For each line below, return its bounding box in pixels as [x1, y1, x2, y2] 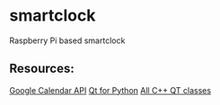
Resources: [9, 61, 75, 76]
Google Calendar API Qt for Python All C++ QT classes [9, 84, 212, 95]
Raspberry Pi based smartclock [9, 35, 126, 46]
